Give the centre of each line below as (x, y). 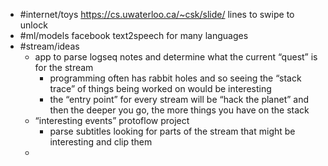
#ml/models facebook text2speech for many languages (134, 35)
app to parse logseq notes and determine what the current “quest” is (176, 57)
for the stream (64, 67)
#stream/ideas (49, 46)
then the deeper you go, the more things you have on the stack (179, 110)
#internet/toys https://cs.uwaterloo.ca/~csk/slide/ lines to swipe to (157, 14)
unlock (33, 25)
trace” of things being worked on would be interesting (160, 88)
